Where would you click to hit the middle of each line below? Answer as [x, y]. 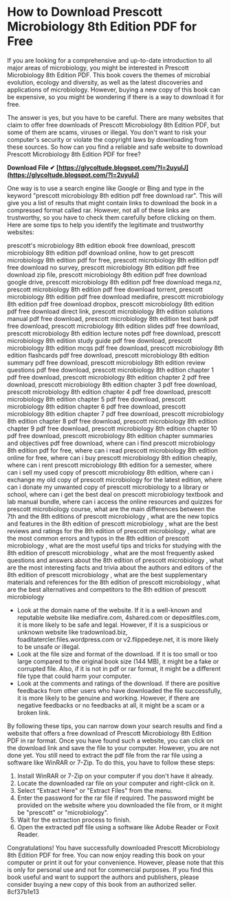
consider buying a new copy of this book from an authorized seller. [102, 884]
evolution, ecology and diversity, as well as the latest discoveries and [105, 82]
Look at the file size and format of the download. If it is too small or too [117, 654]
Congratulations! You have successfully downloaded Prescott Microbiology [113, 847]
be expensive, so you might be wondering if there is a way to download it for [115, 96]
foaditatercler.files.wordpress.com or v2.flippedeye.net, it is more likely [118, 639]
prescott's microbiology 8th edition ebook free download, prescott [101, 245]
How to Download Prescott [85, 12]
